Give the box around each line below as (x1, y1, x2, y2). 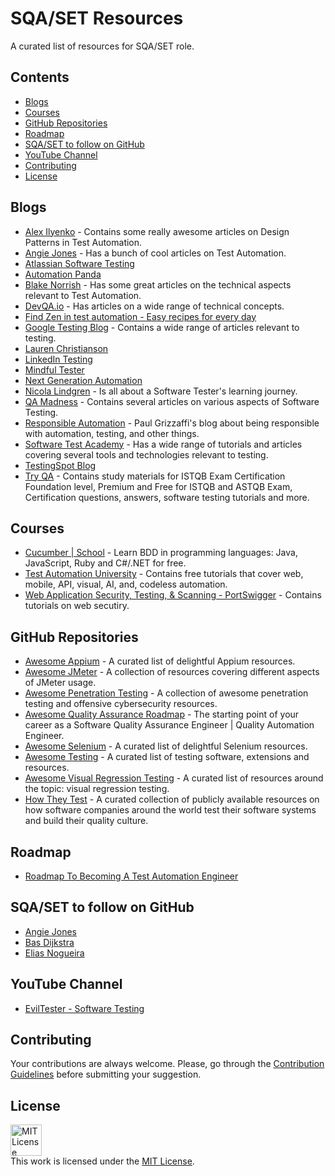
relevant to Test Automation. (24, 289, 142, 301)
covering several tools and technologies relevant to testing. (24, 448, 269, 461)
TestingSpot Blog (24, 459, 97, 471)
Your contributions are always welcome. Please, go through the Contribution (10, 1058, 325, 1070)
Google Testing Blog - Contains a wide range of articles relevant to (24, 321, 300, 333)
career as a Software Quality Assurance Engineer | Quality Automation (24, 719, 315, 731)
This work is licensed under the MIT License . (10, 1155, 195, 1167)
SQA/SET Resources (10, 7, 184, 30)
